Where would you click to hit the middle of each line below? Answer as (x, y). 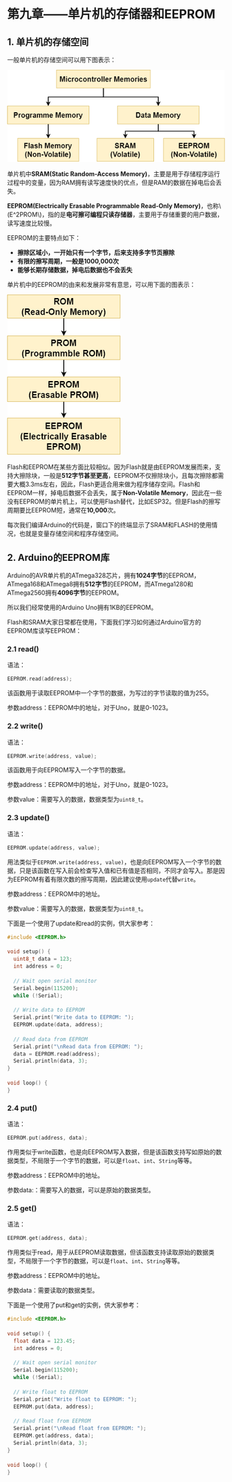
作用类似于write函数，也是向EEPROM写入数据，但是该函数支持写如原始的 (112, 1152)
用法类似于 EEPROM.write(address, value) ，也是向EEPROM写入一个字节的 (112, 862)
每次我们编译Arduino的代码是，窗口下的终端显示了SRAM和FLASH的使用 (109, 525)
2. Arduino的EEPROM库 (58, 557)
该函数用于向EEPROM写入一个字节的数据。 (68, 770)
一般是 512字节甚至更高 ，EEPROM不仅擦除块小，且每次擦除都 (130, 476)
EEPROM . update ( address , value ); (54, 848)
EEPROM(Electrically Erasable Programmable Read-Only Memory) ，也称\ (114, 206)
